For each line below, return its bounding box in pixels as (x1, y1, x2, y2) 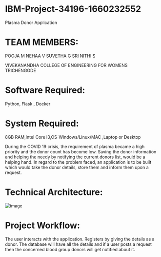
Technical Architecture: (5, 187, 103, 197)
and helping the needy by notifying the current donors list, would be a (5, 154, 145, 160)
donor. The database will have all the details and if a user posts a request (5, 241, 152, 247)
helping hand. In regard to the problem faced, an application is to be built (5, 159, 152, 165)
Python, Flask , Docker (5, 101, 51, 107)
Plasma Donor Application (5, 20, 58, 25)
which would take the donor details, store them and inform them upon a (5, 164, 149, 170)
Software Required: (5, 85, 85, 96)
